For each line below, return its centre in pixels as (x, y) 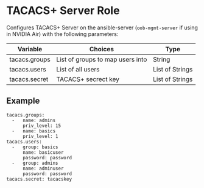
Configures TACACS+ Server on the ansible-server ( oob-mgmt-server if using (102, 27)
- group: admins (35, 163)
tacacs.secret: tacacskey (39, 179)
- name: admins (34, 120)
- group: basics (35, 147)
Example (23, 101)
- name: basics (34, 131)
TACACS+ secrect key (88, 79)
